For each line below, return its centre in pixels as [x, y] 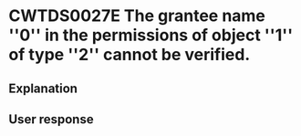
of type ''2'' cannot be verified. [130, 55]
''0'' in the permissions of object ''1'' [151, 35]
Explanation [43, 88]
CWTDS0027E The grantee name [137, 16]
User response [51, 119]
